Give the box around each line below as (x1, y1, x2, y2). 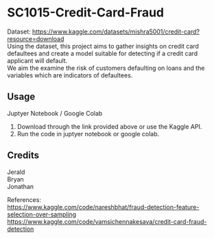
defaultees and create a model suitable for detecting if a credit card (7, 49, 198, 58)
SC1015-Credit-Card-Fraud (7, 5, 165, 21)
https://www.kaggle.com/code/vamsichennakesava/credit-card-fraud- (7, 217, 207, 225)
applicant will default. (7, 56, 68, 64)
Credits (7, 149, 40, 162)
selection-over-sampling (7, 210, 77, 218)
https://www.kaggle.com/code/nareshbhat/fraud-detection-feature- (7, 203, 200, 211)
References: (7, 195, 41, 203)
